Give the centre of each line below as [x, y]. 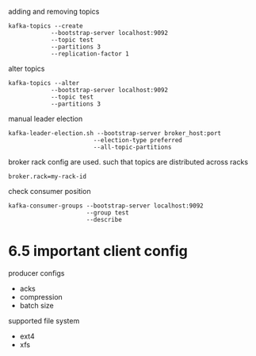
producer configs [36, 273]
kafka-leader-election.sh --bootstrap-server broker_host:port [115, 133]
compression [41, 296]
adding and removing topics [54, 12]
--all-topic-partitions [132, 147]
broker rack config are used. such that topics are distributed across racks [128, 162]
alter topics [27, 68]
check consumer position [50, 191]
